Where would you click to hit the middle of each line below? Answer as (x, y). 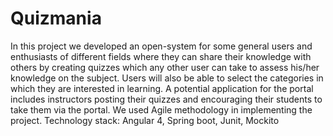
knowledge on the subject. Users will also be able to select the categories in (167, 78)
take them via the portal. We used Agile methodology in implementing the (161, 109)
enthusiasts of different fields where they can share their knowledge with (161, 56)
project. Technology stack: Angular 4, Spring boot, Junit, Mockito (145, 120)
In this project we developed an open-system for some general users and (161, 46)
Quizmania (56, 18)
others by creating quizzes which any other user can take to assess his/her (165, 67)
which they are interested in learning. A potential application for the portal (162, 88)
